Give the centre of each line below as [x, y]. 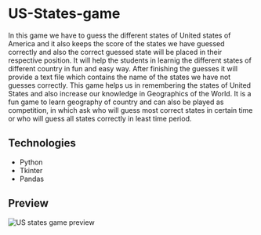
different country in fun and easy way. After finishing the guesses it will [123, 68]
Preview [29, 203]
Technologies [42, 143]
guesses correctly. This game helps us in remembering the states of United [130, 85]
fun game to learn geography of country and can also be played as [116, 102]
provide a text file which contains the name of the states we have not [120, 77]
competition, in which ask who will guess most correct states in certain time [130, 110]
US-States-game [64, 14]
